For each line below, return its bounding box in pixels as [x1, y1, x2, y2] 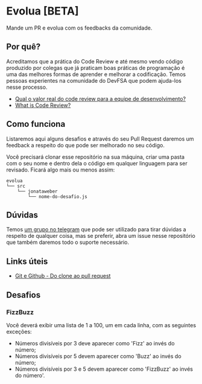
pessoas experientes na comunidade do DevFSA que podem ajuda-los [6, 77, 182, 84]
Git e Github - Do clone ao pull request [14, 272, 111, 280]
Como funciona [6, 119, 66, 129]
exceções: [6, 328, 32, 335]
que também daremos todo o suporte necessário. [6, 238, 130, 246]
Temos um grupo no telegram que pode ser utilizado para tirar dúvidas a [6, 226, 186, 233]
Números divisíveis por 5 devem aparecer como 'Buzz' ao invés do [14, 352, 182, 360]
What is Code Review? [14, 101, 71, 109]
